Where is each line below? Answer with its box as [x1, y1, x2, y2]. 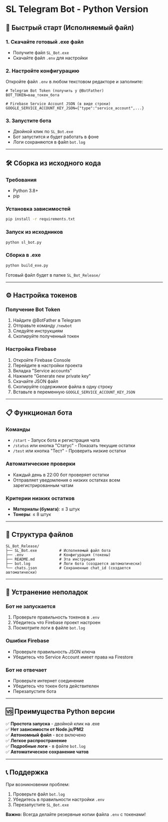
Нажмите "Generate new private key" [12, 373, 91, 379]
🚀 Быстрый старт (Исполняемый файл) [5, 23, 134, 32]
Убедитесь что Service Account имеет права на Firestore [12, 654, 134, 660]
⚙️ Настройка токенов [5, 291, 77, 300]
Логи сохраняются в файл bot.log [12, 139, 86, 145]
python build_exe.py [5, 263, 49, 268]
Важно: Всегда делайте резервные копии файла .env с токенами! [5, 811, 146, 817]
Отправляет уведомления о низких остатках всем [12, 477, 120, 483]
